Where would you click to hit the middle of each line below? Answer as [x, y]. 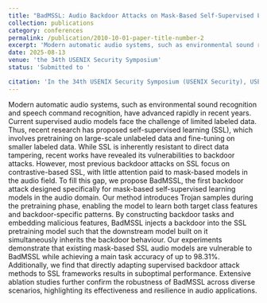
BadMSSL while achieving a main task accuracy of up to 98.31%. [114, 256]
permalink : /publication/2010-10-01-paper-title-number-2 [106, 38]
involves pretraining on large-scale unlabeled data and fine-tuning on [122, 138]
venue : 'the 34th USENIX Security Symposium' [85, 60]
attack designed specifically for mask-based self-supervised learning [122, 188]
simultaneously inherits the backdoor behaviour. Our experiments [115, 239]
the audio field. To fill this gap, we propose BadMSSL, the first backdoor [126, 181]
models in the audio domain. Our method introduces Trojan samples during [131, 197]
